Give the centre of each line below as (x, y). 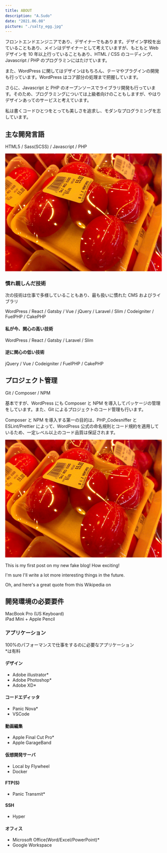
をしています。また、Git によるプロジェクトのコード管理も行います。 (76, 409)
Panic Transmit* (29, 794)
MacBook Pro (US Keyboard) (35, 614)
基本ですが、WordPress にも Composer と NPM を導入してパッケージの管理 (83, 403)
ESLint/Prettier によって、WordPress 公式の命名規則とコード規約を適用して (82, 426)
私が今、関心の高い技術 (29, 328)
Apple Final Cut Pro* (33, 737)
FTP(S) (12, 783)
